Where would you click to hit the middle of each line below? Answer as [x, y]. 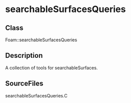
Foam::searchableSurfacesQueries [41, 40]
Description [24, 56]
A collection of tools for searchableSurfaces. [52, 68]
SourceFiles [24, 84]
